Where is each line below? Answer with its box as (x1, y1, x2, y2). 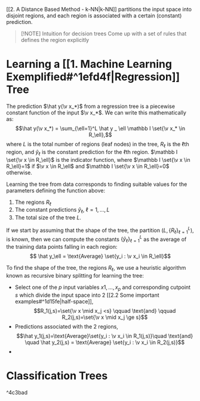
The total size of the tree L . (14, 214, 82, 221)
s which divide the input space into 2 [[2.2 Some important (14, 291, 159, 299)
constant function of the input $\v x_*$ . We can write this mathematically (6, 108, 187, 116)
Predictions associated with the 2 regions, (14, 322, 118, 330)
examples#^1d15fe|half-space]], (14, 297, 94, 305)
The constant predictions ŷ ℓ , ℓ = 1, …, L (14, 206, 110, 215)
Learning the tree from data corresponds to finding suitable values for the (6, 180, 187, 188)
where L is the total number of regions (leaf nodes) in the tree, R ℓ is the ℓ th (6, 140, 189, 149)
